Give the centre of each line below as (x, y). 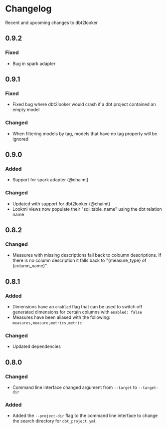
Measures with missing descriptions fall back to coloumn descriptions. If (87, 255)
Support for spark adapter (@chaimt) (50, 180)
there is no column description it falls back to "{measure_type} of (79, 260)
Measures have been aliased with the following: (61, 317)
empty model (26, 110)
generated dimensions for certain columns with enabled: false (77, 312)
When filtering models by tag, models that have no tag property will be (85, 134)
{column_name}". (30, 266)
